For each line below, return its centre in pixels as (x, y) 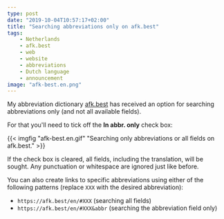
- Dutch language (45, 71)
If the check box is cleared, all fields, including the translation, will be (105, 159)
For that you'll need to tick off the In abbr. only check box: (90, 125)
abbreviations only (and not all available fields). (74, 112)
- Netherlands (40, 40)
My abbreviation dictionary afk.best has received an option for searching (111, 104)
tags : (15, 33)
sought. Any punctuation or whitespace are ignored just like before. (103, 166)
